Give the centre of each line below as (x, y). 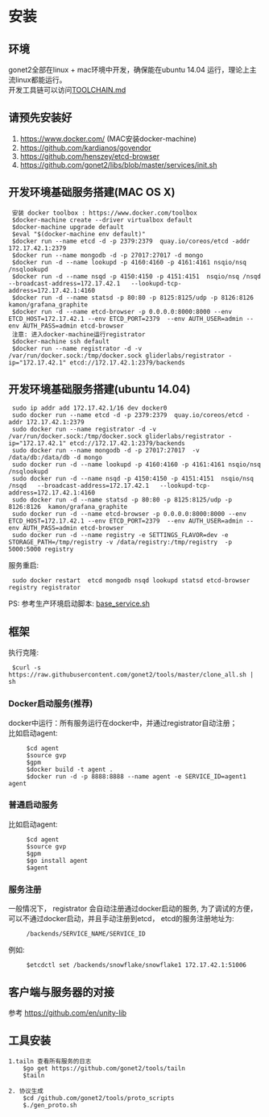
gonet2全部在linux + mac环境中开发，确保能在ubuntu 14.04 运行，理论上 (129, 70)
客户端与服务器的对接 (61, 992)
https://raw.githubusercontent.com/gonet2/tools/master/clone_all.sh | (131, 675)
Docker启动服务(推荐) (51, 704)
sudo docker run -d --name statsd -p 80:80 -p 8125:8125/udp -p (122, 500)
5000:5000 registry (41, 549)
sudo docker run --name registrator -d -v (84, 429)
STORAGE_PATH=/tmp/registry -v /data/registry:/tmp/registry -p (120, 542)
